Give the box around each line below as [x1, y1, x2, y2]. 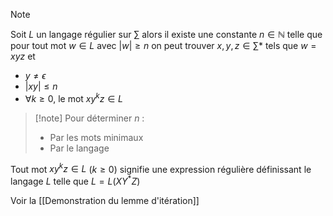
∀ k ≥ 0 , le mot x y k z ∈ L [24, 91, 123, 104]
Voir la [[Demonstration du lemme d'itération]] [10, 194, 200, 206]
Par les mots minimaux [49, 131, 144, 143]
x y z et [10, 50, 36, 62]
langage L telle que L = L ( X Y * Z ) [10, 174, 141, 187]
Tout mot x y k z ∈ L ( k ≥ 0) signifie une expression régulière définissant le [10, 161, 312, 175]
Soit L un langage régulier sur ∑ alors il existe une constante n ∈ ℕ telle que [10, 29, 323, 40]
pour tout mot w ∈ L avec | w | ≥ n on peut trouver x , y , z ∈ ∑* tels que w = [10, 40, 317, 51]
